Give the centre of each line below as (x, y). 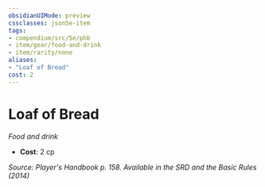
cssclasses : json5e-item (49, 23)
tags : (17, 30)
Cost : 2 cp (37, 151)
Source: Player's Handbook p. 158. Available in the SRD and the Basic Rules (132, 167)
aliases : (23, 60)
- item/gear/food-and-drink (55, 45)
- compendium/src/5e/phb (49, 38)
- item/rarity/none (41, 53)
